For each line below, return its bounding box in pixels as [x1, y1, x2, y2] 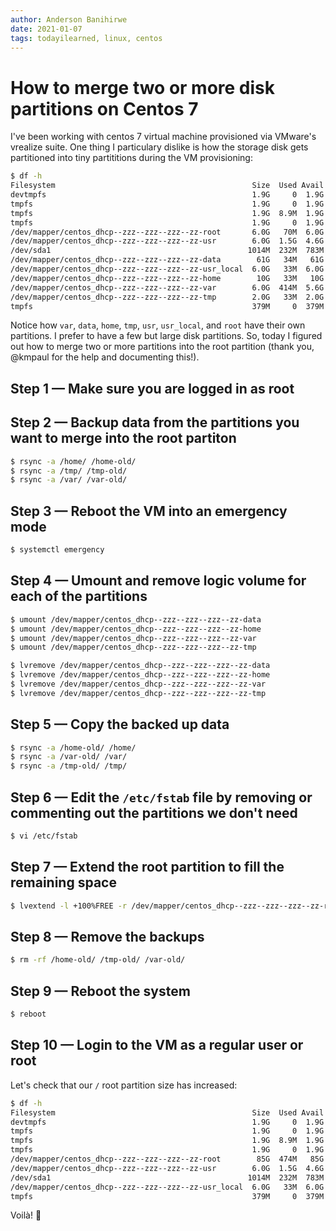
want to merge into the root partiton [10, 430, 237, 447]
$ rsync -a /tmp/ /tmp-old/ [10, 466, 128, 476]
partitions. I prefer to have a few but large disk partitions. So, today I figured [10, 330, 323, 342]
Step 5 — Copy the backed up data [10, 716, 230, 733]
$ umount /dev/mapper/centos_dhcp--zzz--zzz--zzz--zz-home [10, 624, 262, 634]
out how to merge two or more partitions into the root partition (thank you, [10, 341, 315, 353]
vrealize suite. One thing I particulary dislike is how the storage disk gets [10, 141, 309, 153]
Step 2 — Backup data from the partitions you [10, 414, 300, 431]
